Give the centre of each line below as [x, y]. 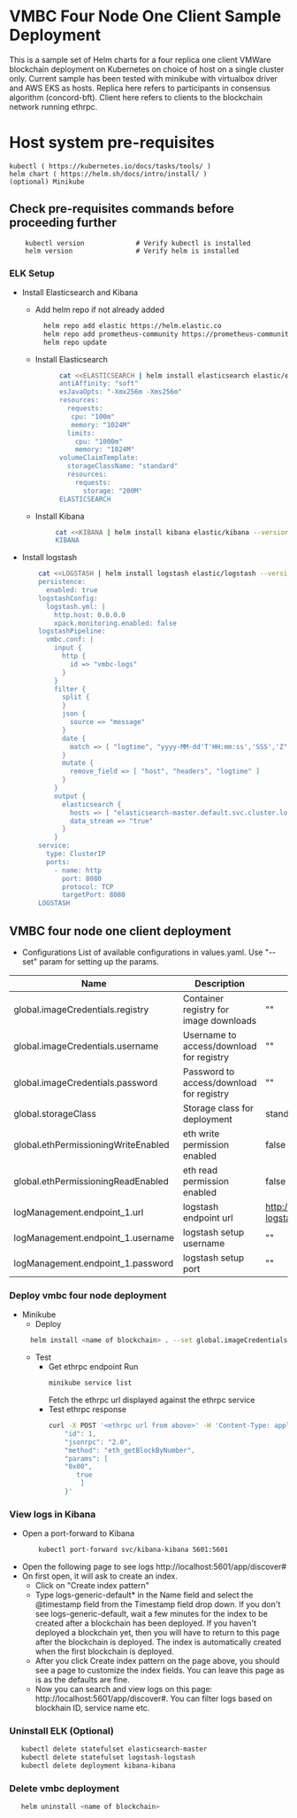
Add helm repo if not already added [100, 309]
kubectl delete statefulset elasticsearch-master [114, 1749]
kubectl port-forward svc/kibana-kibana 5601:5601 [133, 1550]
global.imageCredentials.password [86, 1083]
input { [68, 648]
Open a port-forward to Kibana [78, 1533]
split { [76, 698]
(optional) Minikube [47, 182]
